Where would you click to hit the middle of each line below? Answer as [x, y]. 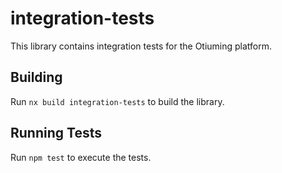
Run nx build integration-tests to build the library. [117, 101]
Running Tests [56, 133]
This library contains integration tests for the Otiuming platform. [141, 46]
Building [36, 77]
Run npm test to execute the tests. [81, 157]
